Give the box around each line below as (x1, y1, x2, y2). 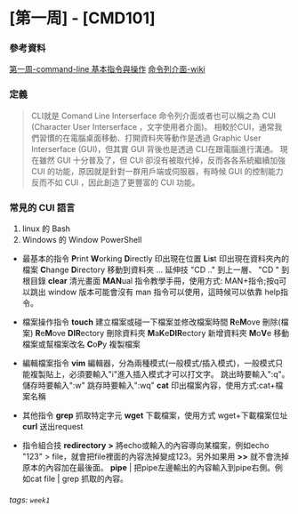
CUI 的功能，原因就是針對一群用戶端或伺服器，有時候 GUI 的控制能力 (30, 165, 284, 176)
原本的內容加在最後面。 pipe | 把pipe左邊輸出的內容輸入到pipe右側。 (21, 462, 276, 473)
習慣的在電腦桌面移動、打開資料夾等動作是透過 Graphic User (38, 133, 262, 143)
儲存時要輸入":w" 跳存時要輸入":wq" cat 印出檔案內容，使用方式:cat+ (21, 380, 276, 391)
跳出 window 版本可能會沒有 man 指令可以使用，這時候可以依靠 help (29, 286, 281, 298)
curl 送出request (21, 422, 84, 432)
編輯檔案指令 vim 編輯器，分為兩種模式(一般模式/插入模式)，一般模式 (21, 357, 276, 369)
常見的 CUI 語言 (9, 201, 76, 213)
